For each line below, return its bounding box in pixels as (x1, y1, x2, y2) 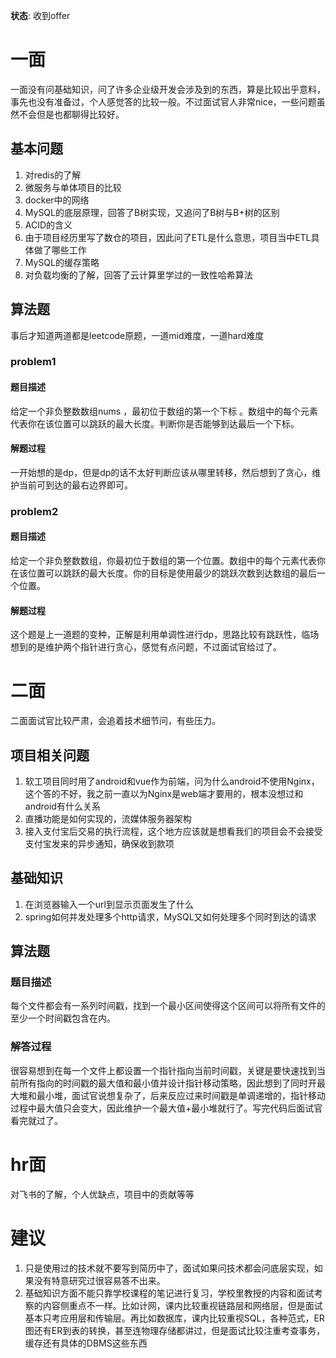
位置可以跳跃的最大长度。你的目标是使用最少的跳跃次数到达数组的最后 (27, 567, 317, 579)
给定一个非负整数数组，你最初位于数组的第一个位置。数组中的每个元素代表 (10, 555, 317, 567)
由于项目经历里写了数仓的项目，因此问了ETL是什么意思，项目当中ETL (24, 231, 312, 243)
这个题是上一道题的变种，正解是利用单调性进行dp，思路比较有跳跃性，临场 (10, 629, 320, 641)
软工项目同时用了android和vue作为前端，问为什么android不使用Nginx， (24, 775, 320, 787)
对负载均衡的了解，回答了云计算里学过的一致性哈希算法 (24, 269, 253, 281)
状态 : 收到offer (10, 10, 71, 21)
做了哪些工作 (33, 244, 87, 256)
